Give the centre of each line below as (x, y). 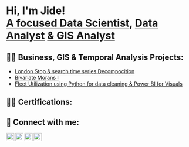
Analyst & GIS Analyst (61, 36)
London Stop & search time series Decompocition (75, 71)
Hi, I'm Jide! (36, 11)
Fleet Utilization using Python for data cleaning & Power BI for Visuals (99, 84)
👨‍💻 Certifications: (39, 102)
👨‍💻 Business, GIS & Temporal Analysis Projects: (95, 57)
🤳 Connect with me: (43, 122)
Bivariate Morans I (36, 78)
